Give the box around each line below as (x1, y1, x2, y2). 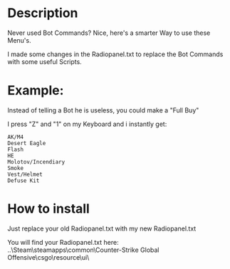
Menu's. (7, 36, 31, 44)
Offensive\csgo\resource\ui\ (7, 253, 90, 261)
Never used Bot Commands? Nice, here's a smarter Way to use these (7, 28, 211, 37)
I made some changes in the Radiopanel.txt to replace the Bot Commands (7, 50, 224, 58)
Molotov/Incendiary (7, 158, 66, 165)
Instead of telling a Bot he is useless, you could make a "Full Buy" (7, 105, 199, 115)
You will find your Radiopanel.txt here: (7, 238, 119, 246)
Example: (7, 83, 64, 99)
